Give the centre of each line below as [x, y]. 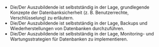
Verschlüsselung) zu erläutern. [42, 18]
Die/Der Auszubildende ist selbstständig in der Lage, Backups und [78, 23]
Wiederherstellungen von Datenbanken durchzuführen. [67, 28]
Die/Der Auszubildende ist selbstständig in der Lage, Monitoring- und [82, 34]
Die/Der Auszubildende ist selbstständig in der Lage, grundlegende [79, 7]
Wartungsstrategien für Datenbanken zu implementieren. [69, 39]
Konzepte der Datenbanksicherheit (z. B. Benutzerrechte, [69, 12]
